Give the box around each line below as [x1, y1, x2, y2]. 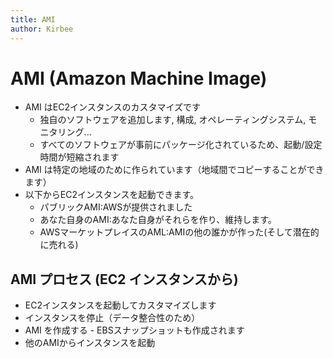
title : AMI [10, 14, 56, 25]
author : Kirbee [10, 24, 74, 34]
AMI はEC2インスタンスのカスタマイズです [24, 101, 201, 113]
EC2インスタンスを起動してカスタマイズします [24, 299, 217, 311]
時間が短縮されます [39, 151, 120, 163]
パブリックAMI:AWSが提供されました [39, 201, 193, 213]
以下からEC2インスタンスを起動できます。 [24, 189, 200, 201]
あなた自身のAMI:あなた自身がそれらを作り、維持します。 [39, 214, 277, 226]
